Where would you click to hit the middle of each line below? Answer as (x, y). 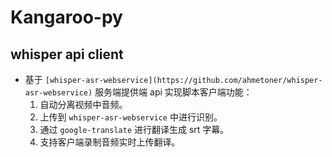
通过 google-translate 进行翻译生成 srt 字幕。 (134, 129)
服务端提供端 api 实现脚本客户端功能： (173, 92)
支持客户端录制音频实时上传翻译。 (110, 142)
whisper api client (67, 54)
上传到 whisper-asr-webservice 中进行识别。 (131, 117)
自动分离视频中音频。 (83, 104)
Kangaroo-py (66, 17)
